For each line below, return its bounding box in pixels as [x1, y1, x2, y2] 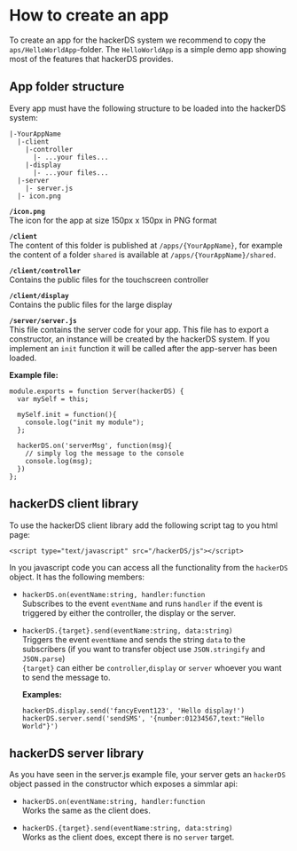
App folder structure [9, 79, 125, 94]
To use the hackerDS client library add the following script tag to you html [9, 520, 278, 531]
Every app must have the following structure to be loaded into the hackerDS [9, 103, 286, 114]
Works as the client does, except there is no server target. [21, 831, 235, 843]
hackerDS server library [9, 745, 145, 760]
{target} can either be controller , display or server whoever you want [21, 662, 282, 673]
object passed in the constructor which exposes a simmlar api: [9, 778, 238, 790]
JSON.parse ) [21, 653, 66, 664]
